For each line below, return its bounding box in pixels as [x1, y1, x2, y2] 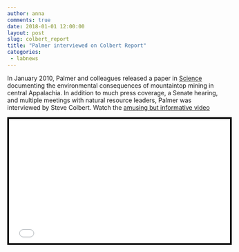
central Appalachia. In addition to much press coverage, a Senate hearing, [7, 88, 218, 97]
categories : [7, 49, 41, 56]
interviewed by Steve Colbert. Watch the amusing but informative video [7, 103, 211, 111]
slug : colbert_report [7, 36, 70, 43]
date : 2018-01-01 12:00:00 [7, 23, 85, 30]
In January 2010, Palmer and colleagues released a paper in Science [7, 74, 202, 82]
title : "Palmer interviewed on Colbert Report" [7, 42, 147, 49]
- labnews [10, 55, 39, 62]
